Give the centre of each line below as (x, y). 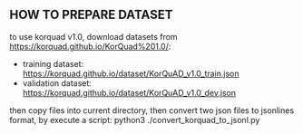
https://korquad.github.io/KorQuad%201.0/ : (90, 46)
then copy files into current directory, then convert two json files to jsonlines (152, 110)
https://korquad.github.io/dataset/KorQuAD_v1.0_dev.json (129, 92)
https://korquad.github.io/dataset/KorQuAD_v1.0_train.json (131, 73)
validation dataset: (57, 83)
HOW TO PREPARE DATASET (91, 15)
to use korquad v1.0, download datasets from (94, 36)
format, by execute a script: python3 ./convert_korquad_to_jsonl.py (135, 120)
